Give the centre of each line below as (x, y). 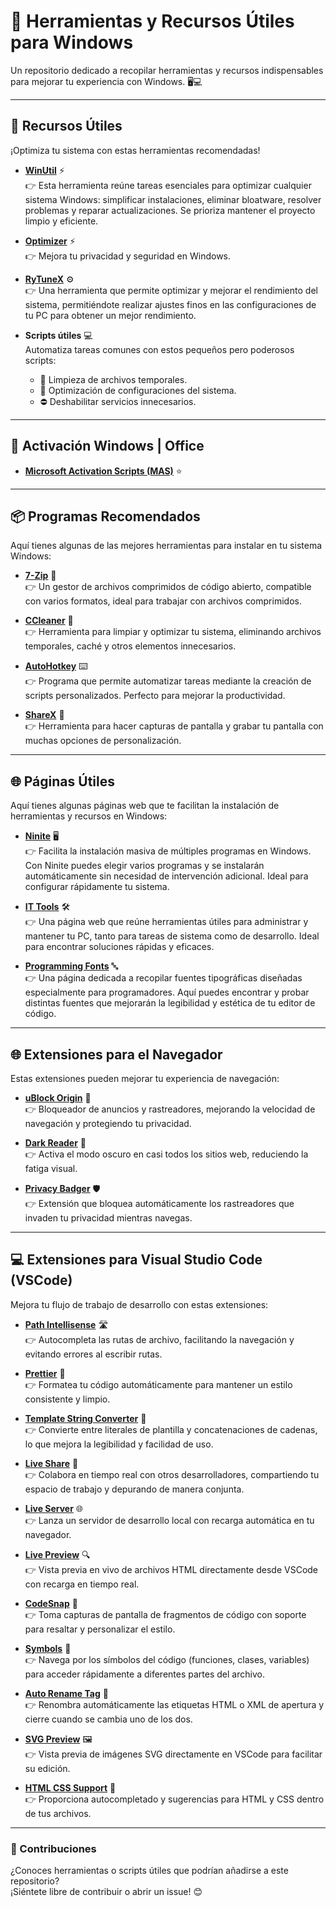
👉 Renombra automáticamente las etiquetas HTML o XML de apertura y (174, 1704)
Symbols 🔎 (48, 1648)
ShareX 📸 (44, 715)
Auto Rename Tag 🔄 (66, 1693)
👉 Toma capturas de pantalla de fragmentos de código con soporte (165, 1614)
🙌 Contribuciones (53, 1848)
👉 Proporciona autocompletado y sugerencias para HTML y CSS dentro (174, 1799)
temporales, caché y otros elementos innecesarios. (130, 646)
